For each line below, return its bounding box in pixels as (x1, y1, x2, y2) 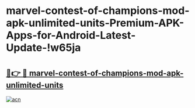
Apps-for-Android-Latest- (6, 29, 136, 42)
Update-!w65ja (6, 41, 81, 55)
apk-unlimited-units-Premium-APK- (6, 16, 184, 30)
